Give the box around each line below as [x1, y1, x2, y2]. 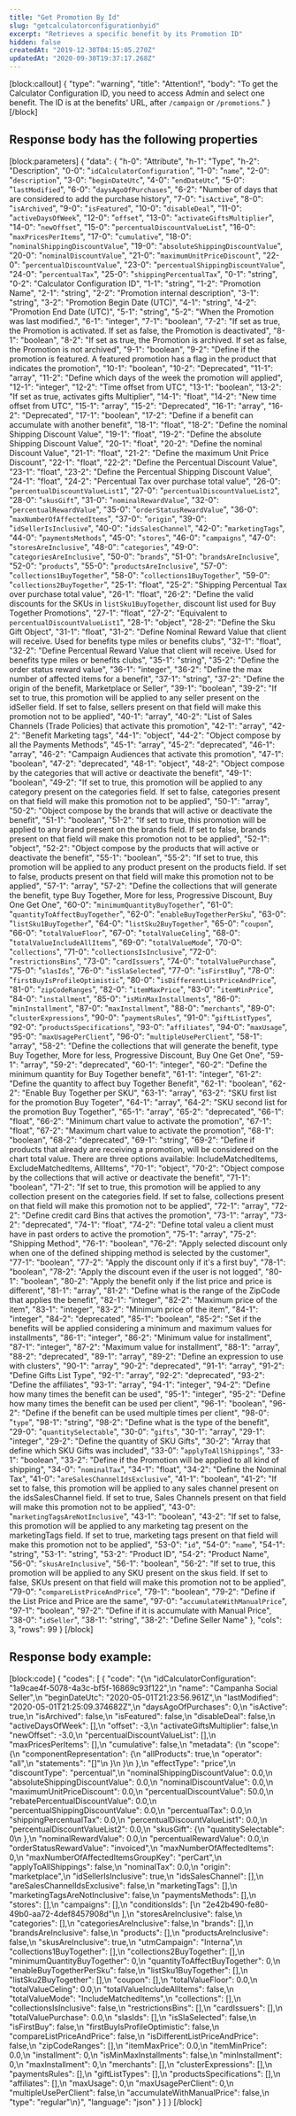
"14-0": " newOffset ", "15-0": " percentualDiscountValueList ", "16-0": [9, 221, 256, 232]
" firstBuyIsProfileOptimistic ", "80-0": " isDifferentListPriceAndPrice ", [9, 974, 277, 985]
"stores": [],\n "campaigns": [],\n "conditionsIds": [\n [9, 1899, 201, 1910]
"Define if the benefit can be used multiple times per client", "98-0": [21, 1407, 269, 1418]
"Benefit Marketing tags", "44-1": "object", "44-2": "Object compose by [21, 730, 281, 740]
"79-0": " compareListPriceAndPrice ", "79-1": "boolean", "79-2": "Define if [9, 1586, 276, 1597]
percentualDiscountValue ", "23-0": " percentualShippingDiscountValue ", [25, 259, 285, 270]
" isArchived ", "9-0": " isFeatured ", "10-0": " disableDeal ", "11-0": [9, 203, 243, 213]
